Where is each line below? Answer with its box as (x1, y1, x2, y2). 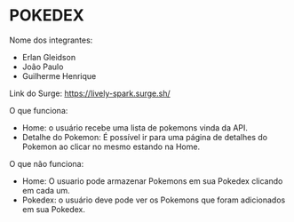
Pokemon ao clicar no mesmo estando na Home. (21, 141, 201, 152)
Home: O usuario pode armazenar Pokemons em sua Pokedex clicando (21, 175, 283, 186)
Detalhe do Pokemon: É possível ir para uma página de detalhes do (21, 131, 268, 142)
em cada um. (21, 185, 71, 195)
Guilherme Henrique (21, 70, 97, 81)
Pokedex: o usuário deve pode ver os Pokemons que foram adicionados (21, 194, 286, 205)
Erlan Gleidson (21, 52, 76, 62)
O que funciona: (9, 105, 68, 115)
